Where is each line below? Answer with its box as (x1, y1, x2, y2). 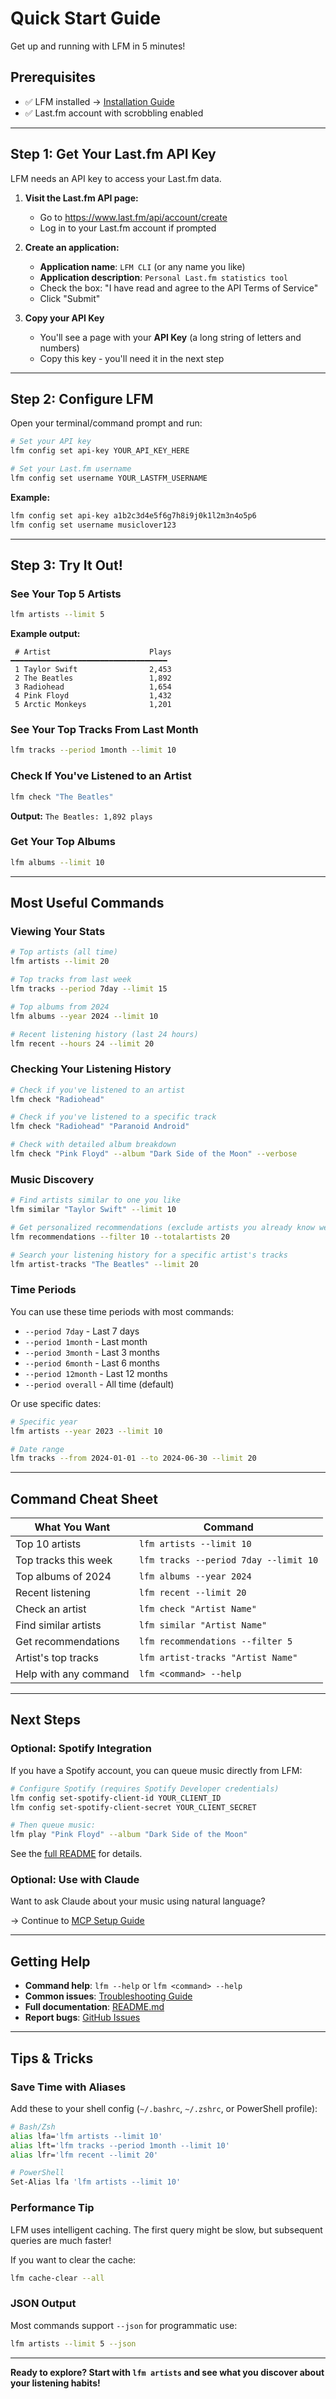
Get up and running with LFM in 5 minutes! (10, 40, 186, 52)
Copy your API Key (24, 312, 105, 324)
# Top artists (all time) (10, 947, 118, 957)
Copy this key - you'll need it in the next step (39, 352, 225, 364)
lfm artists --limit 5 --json (10, 2338, 137, 2349)
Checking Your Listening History (10, 1062, 172, 1076)
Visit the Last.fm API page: (24, 192, 139, 204)
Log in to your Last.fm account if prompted (39, 222, 217, 234)
